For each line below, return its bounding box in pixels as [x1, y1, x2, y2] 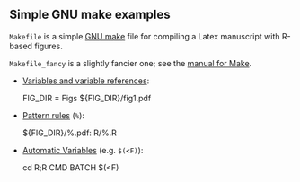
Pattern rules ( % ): [22, 109, 85, 120]
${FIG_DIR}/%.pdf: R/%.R [22, 127, 117, 138]
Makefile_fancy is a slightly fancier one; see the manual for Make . [9, 57, 252, 68]
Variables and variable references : [22, 75, 150, 86]
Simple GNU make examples [9, 7, 171, 22]
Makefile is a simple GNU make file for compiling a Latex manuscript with [9, 30, 280, 41]
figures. [34, 40, 63, 51]
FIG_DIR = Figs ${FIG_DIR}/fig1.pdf [22, 92, 152, 103]
